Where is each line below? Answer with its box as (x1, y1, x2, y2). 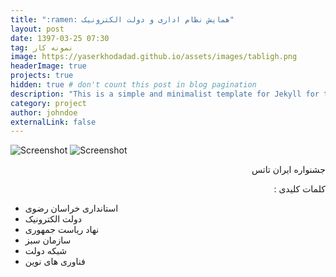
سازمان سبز (24, 234, 72, 246)
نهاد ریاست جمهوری (24, 224, 100, 236)
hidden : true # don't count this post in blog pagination (10, 80, 257, 90)
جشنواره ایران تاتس (251, 164, 326, 176)
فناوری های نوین (24, 256, 86, 268)
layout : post (10, 24, 65, 34)
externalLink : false (10, 117, 97, 127)
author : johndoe (10, 107, 78, 118)
